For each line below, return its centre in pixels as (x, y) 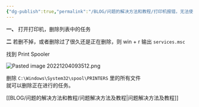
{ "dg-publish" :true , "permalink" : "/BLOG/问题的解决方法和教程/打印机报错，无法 (98, 11)
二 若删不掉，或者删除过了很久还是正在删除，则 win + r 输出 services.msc (96, 41)
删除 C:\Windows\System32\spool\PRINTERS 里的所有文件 (73, 78)
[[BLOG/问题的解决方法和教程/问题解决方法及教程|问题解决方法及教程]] (92, 98)
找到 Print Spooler (28, 54)
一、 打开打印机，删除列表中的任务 (48, 29)
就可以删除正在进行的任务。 (40, 85)
